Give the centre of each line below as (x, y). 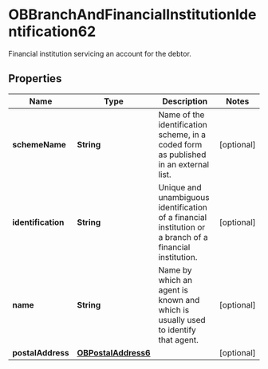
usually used (182, 320)
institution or (182, 227)
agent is (173, 290)
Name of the (181, 115)
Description (185, 101)
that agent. (179, 340)
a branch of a (183, 237)
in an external (184, 164)
